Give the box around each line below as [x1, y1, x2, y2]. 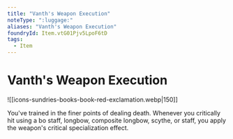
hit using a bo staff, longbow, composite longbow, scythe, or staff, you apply [7, 116, 227, 124]
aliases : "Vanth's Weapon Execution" [7, 23, 117, 30]
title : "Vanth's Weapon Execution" [7, 10, 111, 17]
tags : [7, 36, 23, 43]
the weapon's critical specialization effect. [7, 123, 129, 132]
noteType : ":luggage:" [7, 17, 73, 24]
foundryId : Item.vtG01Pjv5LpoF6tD [7, 29, 108, 37]
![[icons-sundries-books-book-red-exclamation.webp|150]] [7, 95, 178, 104]
